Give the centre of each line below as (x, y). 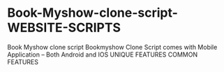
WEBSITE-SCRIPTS (64, 28)
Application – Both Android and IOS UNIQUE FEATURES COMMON (102, 55)
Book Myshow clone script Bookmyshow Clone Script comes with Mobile (112, 47)
